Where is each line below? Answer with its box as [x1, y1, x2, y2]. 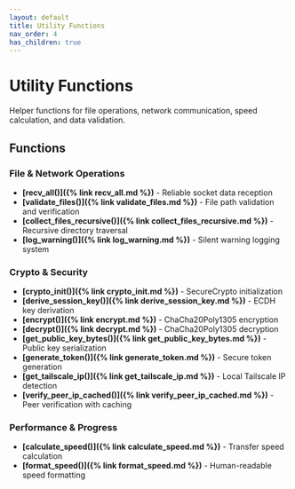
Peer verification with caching [21, 399, 132, 410]
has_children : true [9, 37, 82, 47]
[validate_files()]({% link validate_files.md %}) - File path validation [21, 196, 275, 207]
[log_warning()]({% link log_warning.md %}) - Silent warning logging [21, 234, 280, 245]
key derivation [21, 305, 75, 316]
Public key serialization [21, 343, 107, 353]
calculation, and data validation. [9, 114, 126, 125]
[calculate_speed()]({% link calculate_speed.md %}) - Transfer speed [21, 441, 284, 453]
